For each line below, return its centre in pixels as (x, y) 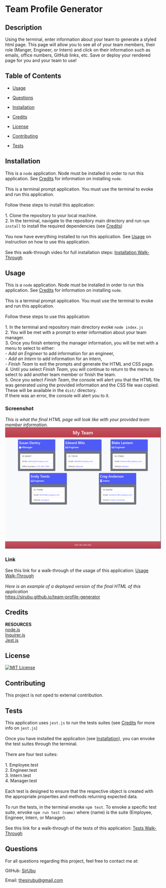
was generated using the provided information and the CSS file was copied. (82, 385)
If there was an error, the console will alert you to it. (58, 396)
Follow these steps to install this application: (50, 205)
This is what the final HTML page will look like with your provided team (77, 419)
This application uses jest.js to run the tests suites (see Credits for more (80, 723)
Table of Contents (33, 76)
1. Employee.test (22, 765)
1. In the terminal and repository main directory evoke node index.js (74, 327)
